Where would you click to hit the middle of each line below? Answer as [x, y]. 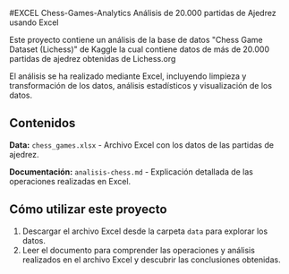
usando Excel [34, 22]
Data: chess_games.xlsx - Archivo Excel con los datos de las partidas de [142, 145]
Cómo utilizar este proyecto [88, 210]
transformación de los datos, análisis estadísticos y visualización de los [141, 86]
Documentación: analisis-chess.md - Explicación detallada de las [131, 171]
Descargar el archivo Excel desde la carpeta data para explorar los [145, 231]
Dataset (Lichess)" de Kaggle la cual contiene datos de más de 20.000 [140, 49]
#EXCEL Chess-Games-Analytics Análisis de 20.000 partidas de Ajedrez [143, 13]
